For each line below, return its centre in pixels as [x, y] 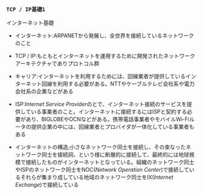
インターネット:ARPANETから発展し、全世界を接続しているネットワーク [104, 36]
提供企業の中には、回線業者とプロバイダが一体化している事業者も [113, 127]
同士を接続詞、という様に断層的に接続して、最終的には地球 [115, 155]
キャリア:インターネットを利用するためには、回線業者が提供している [100, 77]
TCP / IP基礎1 [26, 9]
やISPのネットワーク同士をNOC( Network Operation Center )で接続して [102, 170]
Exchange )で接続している [47, 185]
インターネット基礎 [30, 23]
